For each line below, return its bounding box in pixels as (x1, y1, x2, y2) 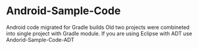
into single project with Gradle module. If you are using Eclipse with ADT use (6, 30, 192, 37)
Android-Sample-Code (6, 4, 121, 18)
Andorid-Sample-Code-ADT (6, 36, 75, 43)
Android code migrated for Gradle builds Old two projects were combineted (6, 24, 190, 31)
